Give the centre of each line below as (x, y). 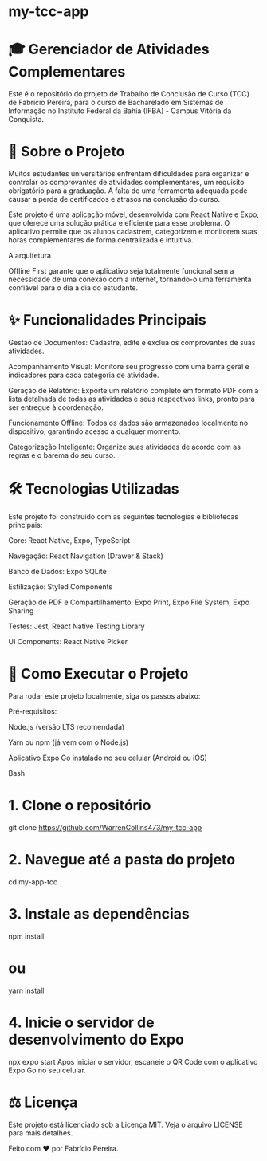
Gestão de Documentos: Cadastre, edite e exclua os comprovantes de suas (132, 342)
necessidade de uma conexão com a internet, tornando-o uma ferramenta (130, 279)
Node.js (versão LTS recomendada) (67, 726)
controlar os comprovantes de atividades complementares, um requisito (126, 183)
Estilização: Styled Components (61, 586)
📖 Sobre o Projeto (67, 152)
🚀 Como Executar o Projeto (98, 674)
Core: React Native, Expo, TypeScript (69, 540)
